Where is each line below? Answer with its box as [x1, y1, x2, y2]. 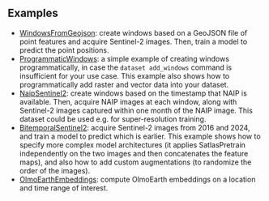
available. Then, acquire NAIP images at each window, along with [19, 96, 237, 106]
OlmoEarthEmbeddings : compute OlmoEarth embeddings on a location [19, 174, 256, 184]
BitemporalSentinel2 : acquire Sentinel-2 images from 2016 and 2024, [19, 122, 250, 132]
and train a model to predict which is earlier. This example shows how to [19, 131, 261, 141]
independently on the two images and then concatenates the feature [19, 148, 249, 158]
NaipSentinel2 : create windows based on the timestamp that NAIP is [19, 88, 248, 98]
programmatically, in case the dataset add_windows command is [19, 62, 233, 72]
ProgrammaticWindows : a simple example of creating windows [19, 53, 230, 63]
